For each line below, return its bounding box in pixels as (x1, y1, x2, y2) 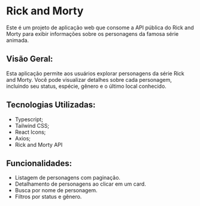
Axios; (14, 134, 31, 142)
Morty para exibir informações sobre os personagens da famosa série (6, 30, 179, 37)
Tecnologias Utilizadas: (6, 100, 96, 110)
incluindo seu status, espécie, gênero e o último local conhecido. (6, 82, 166, 90)
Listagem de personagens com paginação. (14, 174, 121, 182)
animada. (6, 36, 29, 44)
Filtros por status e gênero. (14, 193, 82, 201)
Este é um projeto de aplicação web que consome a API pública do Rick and (6, 24, 194, 31)
